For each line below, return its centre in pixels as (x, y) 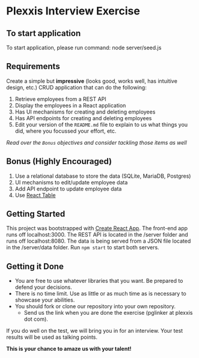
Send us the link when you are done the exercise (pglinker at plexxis (108, 313)
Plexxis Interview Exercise (73, 11)
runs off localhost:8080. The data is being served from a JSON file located (99, 241)
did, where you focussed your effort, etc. (66, 131)
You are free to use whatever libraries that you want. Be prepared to (99, 281)
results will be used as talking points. (52, 337)
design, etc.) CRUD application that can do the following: (77, 87)
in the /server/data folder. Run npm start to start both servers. (83, 247)
